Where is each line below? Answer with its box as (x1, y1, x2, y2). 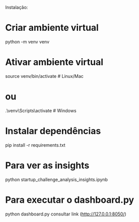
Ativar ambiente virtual (5, 57, 104, 68)
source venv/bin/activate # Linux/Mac (5, 73, 84, 79)
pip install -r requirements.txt (5, 142, 65, 148)
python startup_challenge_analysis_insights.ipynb (5, 176, 108, 183)
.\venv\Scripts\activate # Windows (5, 107, 77, 113)
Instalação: (5, 5, 28, 10)
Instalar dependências (5, 125, 101, 137)
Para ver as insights (5, 159, 90, 171)
